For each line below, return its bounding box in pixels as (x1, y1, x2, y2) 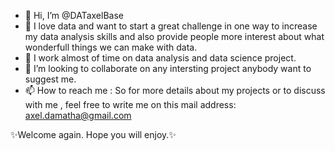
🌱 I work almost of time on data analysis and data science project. (24, 52, 297, 64)
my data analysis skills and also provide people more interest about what (24, 31, 325, 42)
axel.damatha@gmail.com (24, 110, 132, 121)
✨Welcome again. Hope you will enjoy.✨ (10, 129, 177, 140)
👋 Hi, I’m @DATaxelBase (24, 10, 124, 21)
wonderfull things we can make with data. (24, 41, 198, 53)
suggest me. (24, 73, 77, 85)
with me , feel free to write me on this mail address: (24, 99, 237, 110)
